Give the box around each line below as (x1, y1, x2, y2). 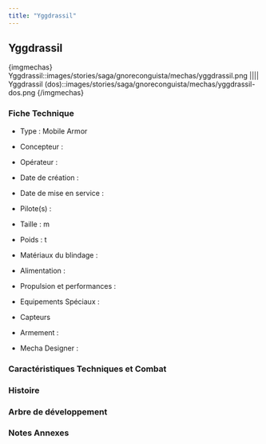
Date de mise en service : (19, 188, 104, 198)
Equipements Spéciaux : (19, 297, 100, 306)
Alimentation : (19, 266, 66, 275)
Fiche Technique (8, 108, 74, 119)
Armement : (19, 327, 59, 337)
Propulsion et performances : (19, 281, 117, 290)
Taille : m (19, 219, 50, 229)
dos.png (8, 88, 36, 98)
